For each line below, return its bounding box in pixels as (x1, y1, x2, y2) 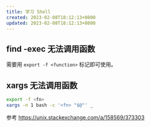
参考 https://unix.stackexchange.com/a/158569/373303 (6, 114, 145, 121)
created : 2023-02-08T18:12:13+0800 (6, 14, 96, 20)
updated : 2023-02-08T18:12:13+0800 (6, 20, 96, 26)
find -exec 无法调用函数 (6, 43, 95, 54)
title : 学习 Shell (6, 8, 51, 15)
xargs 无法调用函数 (6, 80, 78, 90)
